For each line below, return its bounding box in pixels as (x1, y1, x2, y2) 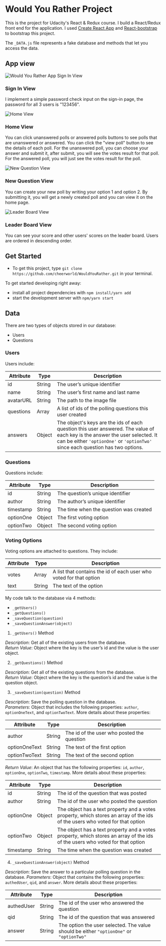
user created (56, 411, 86, 418)
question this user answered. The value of (56, 425, 155, 432)
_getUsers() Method (12, 630, 54, 636)
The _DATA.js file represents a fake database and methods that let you (5, 40, 148, 45)
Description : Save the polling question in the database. (5, 699, 117, 705)
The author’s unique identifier (57, 498, 126, 505)
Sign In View (5, 85, 36, 92)
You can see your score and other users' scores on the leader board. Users (5, 232, 159, 238)
